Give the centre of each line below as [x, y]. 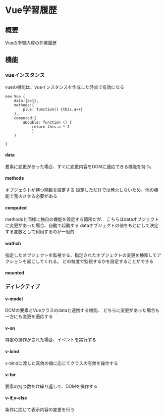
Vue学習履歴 [31, 10]
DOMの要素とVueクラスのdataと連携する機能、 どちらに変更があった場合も [83, 311]
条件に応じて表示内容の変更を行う [40, 410]
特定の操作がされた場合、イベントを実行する [51, 340]
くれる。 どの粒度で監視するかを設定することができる [99, 261]
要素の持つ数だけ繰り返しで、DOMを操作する [52, 386]
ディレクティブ [23, 287]
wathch [13, 243]
